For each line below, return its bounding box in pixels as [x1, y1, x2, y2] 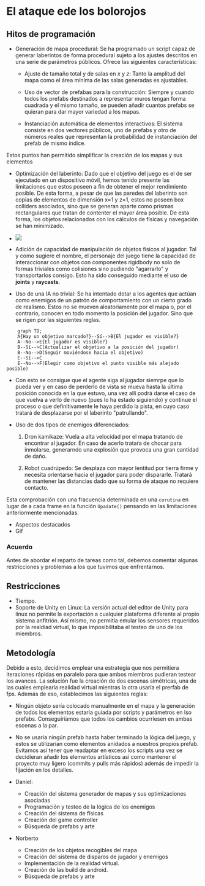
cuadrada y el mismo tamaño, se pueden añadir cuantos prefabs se [24, 101, 195, 109]
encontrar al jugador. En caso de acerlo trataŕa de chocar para [24, 439, 182, 447]
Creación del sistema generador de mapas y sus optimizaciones [24, 790, 187, 797]
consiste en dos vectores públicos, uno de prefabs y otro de [24, 127, 176, 133]
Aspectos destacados [15, 521, 70, 528]
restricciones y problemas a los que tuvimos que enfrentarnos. [6, 563, 165, 571]
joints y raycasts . [15, 278, 61, 285]
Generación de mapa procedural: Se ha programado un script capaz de [15, 45, 196, 52]
